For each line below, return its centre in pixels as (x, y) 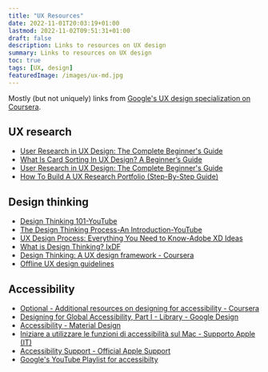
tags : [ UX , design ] (41, 68)
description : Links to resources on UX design (87, 46)
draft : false (30, 38)
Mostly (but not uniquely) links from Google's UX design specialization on (130, 98)
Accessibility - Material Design (70, 325)
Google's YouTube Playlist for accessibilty (89, 360)
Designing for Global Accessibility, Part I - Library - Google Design (129, 317)
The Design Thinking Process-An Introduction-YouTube (111, 230)
